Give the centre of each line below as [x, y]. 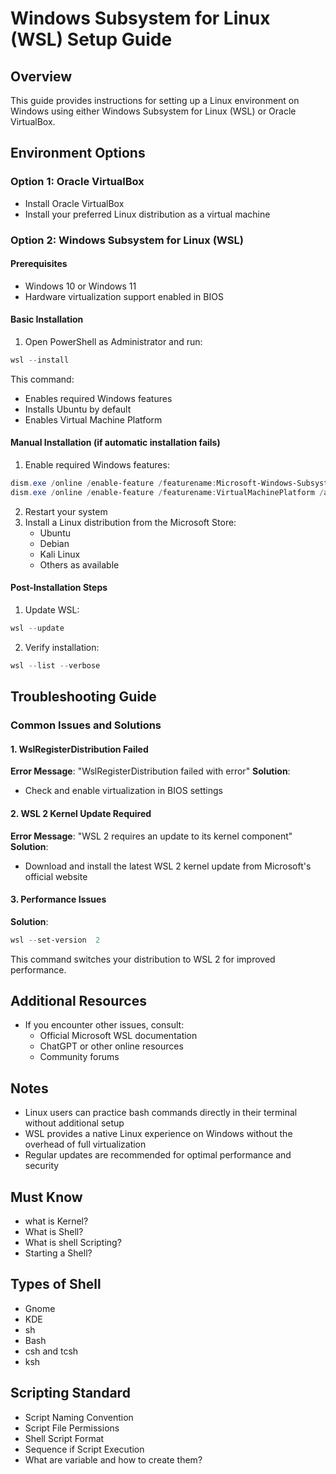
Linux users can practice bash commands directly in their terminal [161, 1113]
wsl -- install [40, 360]
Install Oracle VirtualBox [74, 203]
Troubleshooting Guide [83, 697]
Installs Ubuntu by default [78, 409]
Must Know [46, 1197]
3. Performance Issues [58, 899]
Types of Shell [56, 1284]
